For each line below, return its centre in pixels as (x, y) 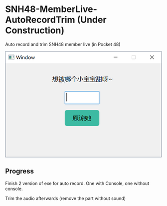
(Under (92, 20)
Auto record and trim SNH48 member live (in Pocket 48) (63, 44)
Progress (19, 171)
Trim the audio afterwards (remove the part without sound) (66, 198)
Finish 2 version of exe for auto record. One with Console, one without (77, 183)
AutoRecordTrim (40, 20)
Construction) (35, 30)
